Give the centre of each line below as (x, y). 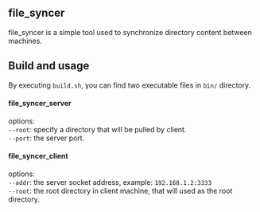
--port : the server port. (47, 138)
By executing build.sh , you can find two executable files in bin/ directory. (130, 85)
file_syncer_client (39, 156)
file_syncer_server (40, 104)
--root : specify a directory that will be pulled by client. (97, 129)
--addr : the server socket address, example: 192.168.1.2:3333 (110, 183)
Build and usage (49, 66)
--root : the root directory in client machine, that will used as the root (120, 191)
